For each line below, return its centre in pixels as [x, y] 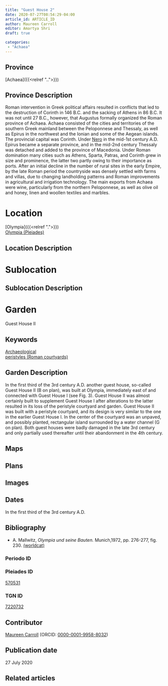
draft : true [18, 33]
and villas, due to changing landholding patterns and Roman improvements [82, 177]
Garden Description [36, 373]
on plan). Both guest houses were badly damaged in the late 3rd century [80, 427]
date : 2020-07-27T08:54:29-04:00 [40, 15]
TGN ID [14, 596]
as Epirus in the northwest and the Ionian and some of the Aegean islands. [82, 134]
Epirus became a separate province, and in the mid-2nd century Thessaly [81, 145]
